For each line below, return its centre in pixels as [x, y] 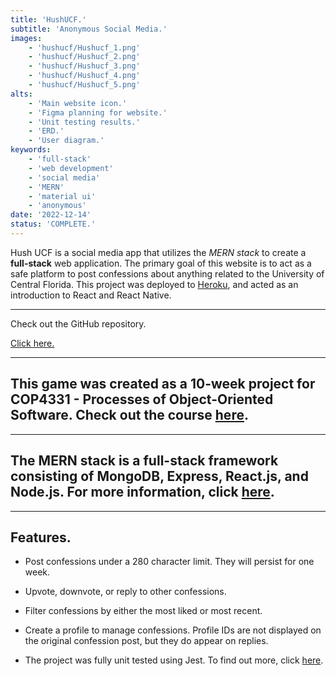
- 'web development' [71, 168]
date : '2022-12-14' [51, 215]
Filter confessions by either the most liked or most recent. [143, 611]
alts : [21, 94]
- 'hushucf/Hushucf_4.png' [84, 76]
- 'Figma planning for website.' [98, 112]
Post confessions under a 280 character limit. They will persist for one [169, 562]
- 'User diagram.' [66, 141]
